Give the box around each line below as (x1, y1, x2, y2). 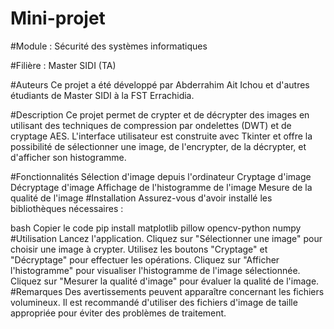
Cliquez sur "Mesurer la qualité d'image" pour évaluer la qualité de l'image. (10, 275, 320, 287)
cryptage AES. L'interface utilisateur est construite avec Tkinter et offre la (10, 130, 313, 142)
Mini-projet (10, 7, 106, 30)
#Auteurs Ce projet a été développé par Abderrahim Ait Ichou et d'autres (10, 78, 310, 91)
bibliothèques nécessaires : (10, 202, 124, 214)
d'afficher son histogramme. (10, 151, 127, 163)
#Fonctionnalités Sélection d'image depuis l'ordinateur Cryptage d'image (10, 170, 312, 182)
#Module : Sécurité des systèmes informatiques (10, 40, 208, 52)
